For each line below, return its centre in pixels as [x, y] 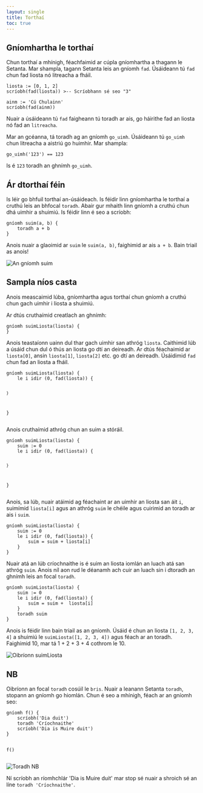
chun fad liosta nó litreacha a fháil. [49, 75]
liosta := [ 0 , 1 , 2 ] [32, 86]
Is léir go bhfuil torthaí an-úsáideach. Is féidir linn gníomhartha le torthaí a [98, 199]
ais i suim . [18, 515]
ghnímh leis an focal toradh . [41, 577]
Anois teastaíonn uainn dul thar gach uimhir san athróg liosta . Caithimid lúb [101, 342]
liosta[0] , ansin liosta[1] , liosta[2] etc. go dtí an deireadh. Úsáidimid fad [101, 356]
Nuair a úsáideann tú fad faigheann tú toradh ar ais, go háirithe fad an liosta [101, 119]
